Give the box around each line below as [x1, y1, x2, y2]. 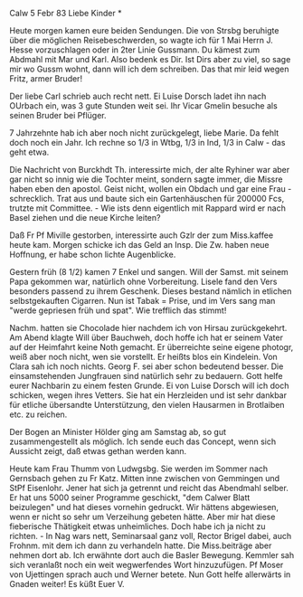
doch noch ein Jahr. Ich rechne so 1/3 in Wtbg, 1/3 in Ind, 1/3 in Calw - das [9, 137, 286, 147]
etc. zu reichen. [9, 409, 68, 420]
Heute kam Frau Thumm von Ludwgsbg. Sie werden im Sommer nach [9, 463, 269, 474]
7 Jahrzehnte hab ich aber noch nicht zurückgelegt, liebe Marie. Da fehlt [9, 128, 279, 138]
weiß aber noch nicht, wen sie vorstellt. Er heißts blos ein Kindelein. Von [9, 352, 278, 362]
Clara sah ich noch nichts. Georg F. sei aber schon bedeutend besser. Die [9, 361, 284, 372]
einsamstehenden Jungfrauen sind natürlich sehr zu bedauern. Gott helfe [9, 371, 283, 381]
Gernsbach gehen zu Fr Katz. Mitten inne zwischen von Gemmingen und [9, 473, 280, 483]
